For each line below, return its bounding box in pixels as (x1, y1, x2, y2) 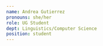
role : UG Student (6, 20, 49, 26)
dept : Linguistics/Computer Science (6, 25, 97, 32)
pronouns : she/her (6, 14, 52, 20)
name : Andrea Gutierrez (6, 8, 65, 15)
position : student (6, 31, 52, 37)
